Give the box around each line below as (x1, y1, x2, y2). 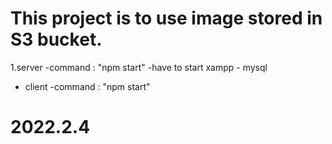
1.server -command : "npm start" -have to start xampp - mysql (10, 61, 268, 73)
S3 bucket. (10, 28, 103, 51)
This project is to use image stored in (10, 7, 323, 30)
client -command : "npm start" (24, 80, 151, 92)
